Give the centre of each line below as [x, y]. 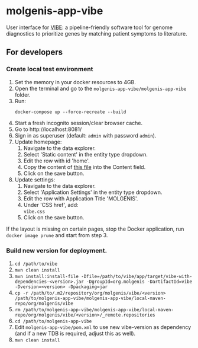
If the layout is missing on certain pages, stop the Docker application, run [95, 229]
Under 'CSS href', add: [51, 205]
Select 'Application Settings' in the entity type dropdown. [93, 192]
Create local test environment [50, 69]
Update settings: [35, 180]
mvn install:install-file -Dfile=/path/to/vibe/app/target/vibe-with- [103, 276]
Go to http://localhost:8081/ [48, 129]
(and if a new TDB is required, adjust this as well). [75, 333]
